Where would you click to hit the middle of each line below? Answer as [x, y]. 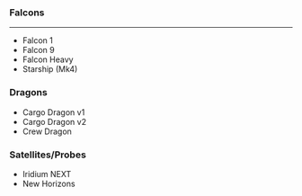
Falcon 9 [39, 50]
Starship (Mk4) [50, 69]
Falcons [27, 13]
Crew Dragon [47, 131]
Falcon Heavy [48, 59]
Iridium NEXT [47, 174]
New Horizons [49, 183]
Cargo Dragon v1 [53, 112]
